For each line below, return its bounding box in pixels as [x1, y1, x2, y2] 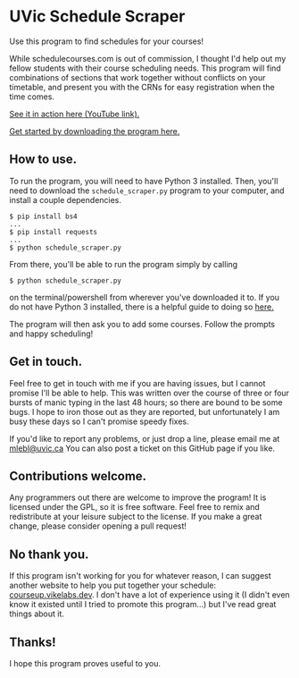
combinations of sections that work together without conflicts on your [9, 72, 266, 82]
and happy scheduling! [9, 328, 94, 339]
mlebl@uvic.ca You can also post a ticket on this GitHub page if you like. [9, 443, 275, 453]
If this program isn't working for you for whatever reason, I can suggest [9, 571, 272, 581]
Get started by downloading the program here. [9, 125, 180, 136]
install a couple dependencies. [9, 194, 122, 205]
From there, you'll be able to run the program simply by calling [9, 258, 238, 269]
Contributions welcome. [9, 468, 147, 484]
